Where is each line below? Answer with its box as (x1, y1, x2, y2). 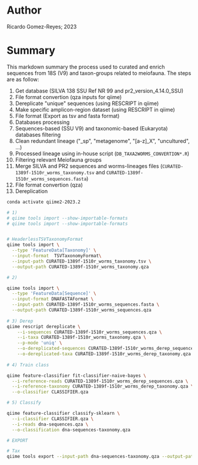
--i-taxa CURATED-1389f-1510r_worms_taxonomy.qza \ (17, 335, 146, 340)
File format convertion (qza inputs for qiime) (15, 93, 122, 100)
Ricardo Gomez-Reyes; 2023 (6, 23, 77, 30)
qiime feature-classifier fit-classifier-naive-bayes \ (6, 372, 146, 378)
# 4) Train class (6, 362, 49, 368)
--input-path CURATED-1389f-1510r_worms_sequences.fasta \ (12, 302, 160, 307)
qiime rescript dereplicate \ (6, 323, 81, 329)
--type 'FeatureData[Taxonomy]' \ (12, 247, 96, 254)
